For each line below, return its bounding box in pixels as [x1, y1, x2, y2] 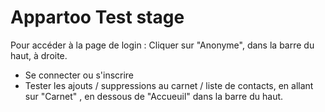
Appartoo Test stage [10, 6, 185, 29]
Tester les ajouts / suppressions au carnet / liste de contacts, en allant [24, 79, 314, 91]
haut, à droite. [10, 49, 68, 61]
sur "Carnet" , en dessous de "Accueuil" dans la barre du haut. [24, 90, 284, 102]
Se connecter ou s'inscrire [24, 69, 135, 81]
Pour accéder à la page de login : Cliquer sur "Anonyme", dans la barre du [10, 39, 315, 51]
